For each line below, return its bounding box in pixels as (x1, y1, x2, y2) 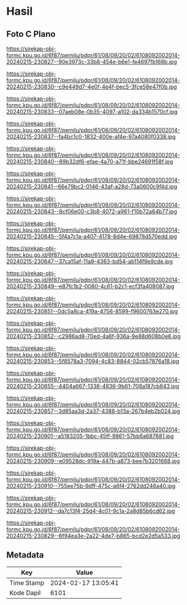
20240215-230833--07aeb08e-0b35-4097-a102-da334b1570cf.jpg (6, 108, 178, 115)
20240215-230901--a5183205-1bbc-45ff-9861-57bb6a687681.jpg (6, 432, 174, 440)
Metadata (6, 550, 44, 560)
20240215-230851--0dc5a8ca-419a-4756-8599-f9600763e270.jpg (6, 308, 178, 314)
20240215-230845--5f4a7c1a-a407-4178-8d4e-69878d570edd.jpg (6, 233, 177, 240)
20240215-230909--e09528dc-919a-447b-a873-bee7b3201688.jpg (6, 458, 180, 464)
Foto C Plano (6, 29, 56, 39)
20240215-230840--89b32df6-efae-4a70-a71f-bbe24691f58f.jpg (6, 158, 174, 165)
